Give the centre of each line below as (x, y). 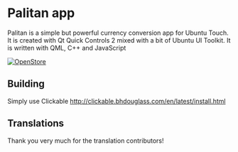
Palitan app (41, 13)
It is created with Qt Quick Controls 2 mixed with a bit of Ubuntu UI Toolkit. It (119, 40)
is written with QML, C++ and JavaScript (67, 48)
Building (26, 84)
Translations (36, 123)
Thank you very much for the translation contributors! (86, 141)
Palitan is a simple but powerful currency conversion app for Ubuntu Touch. (118, 33)
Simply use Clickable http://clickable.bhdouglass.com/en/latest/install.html (117, 101)
